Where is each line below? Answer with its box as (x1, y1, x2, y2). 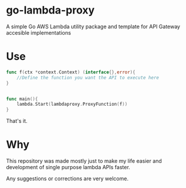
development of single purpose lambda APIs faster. (6, 164, 131, 171)
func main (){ (6, 96, 38, 102)
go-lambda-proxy (6, 4, 95, 17)
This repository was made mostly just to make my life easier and (6, 157, 162, 164)
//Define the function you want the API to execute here (16, 75, 160, 80)
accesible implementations (6, 29, 71, 36)
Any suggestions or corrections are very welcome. (6, 175, 129, 182)
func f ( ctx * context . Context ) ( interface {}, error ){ (6, 69, 135, 75)
